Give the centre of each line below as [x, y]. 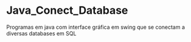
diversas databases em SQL [41, 33]
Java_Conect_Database [67, 10]
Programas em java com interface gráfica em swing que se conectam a [96, 27]
